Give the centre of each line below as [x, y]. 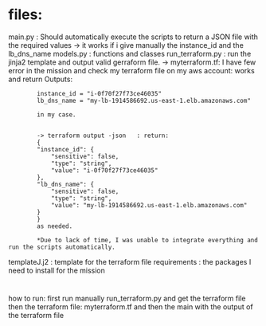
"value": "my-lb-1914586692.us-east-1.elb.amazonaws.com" [149, 205]
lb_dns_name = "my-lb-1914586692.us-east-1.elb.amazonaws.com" [144, 100]
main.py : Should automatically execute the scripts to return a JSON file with [133, 37]
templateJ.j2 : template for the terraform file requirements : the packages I [130, 261]
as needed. [55, 226]
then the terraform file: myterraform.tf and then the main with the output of [131, 307]
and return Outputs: [41, 79]
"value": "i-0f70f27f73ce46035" [104, 170]
